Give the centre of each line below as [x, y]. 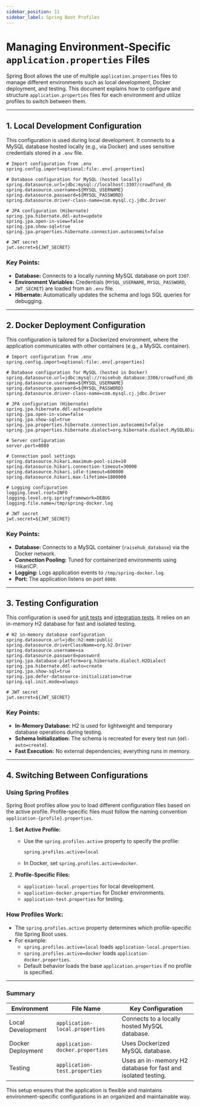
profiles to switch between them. [46, 102]
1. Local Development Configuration [74, 126]
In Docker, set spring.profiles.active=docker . [81, 863]
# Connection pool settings [41, 457]
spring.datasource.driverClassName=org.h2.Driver [69, 645]
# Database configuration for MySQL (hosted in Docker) [77, 373]
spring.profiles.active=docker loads [70, 953]
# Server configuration [36, 441]
